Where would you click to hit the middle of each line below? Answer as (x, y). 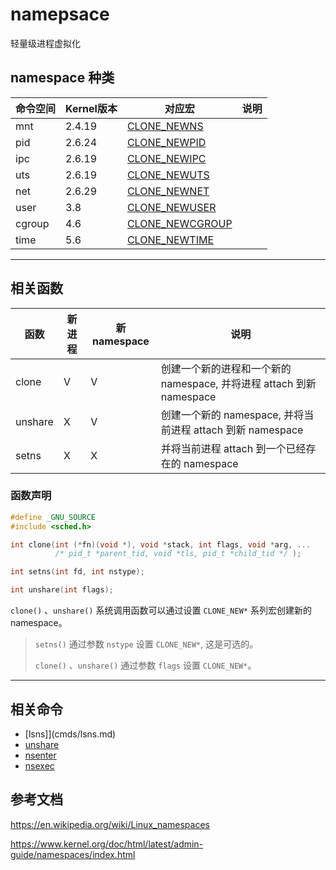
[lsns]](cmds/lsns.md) (70, 734)
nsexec (39, 765)
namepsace (60, 14)
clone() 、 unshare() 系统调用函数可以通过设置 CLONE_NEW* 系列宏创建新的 (161, 610)
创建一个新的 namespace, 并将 (232, 415)
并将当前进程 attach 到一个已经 (233, 448)
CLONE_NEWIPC (166, 158)
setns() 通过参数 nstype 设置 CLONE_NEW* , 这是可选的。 (146, 644)
